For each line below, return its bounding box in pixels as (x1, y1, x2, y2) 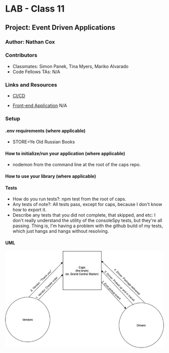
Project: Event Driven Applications (5, 23, 116, 32)
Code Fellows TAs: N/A (12, 69, 60, 75)
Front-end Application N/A (12, 103, 67, 109)
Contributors (5, 52, 38, 59)
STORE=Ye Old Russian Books (12, 139, 75, 145)
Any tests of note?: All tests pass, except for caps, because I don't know (12, 201, 162, 208)
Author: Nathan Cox (5, 38, 55, 45)
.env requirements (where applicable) (5, 127, 86, 134)
